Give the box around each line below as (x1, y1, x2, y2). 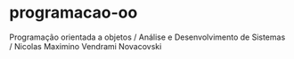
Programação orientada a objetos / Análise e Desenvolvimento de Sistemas (9, 32, 286, 42)
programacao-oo (9, 3, 138, 23)
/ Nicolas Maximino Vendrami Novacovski (9, 41, 162, 51)
